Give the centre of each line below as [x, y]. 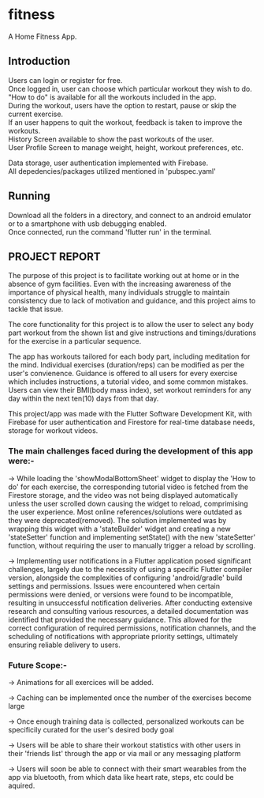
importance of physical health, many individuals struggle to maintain [119, 292]
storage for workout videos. [53, 431]
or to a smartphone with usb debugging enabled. [87, 224]
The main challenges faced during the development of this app [131, 451]
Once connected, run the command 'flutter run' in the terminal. [110, 231]
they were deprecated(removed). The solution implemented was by [117, 520]
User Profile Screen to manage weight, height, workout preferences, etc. [126, 147]
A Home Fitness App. [43, 36]
